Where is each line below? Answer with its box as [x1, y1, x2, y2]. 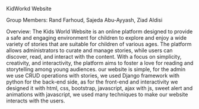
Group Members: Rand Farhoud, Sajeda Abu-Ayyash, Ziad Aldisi [6, 17, 163, 23]
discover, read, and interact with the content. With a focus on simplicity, [6, 53, 182, 60]
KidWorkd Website [6, 5, 52, 12]
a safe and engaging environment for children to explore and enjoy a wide [6, 34, 187, 41]
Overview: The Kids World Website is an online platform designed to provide [6, 28, 193, 35]
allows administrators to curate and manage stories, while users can [6, 47, 173, 54]
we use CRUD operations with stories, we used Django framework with [6, 72, 180, 79]
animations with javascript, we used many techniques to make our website [6, 91, 188, 98]
